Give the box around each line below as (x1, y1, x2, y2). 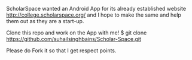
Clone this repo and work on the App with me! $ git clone (6, 29, 147, 36)
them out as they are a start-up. (6, 18, 84, 24)
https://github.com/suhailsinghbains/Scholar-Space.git (6, 36, 142, 42)
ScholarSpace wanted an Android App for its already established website (6, 5, 187, 12)
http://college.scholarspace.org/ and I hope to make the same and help (6, 11, 181, 18)
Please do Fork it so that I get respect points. (6, 47, 117, 54)
